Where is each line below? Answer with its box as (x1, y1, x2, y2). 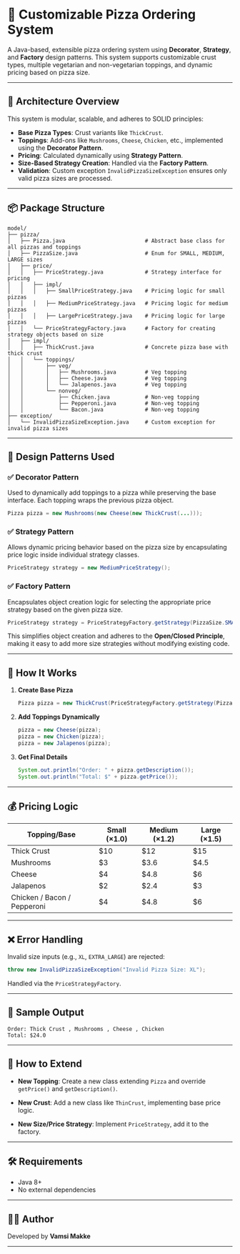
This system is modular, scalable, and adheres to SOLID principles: (7, 114, 204, 123)
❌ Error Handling (7, 933, 84, 945)
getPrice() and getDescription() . (17, 1084, 118, 1093)
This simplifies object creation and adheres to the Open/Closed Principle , (7, 632, 225, 640)
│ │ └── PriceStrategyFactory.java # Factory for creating (7, 324, 216, 332)
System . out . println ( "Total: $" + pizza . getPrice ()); (17, 773, 179, 780)
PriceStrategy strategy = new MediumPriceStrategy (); (7, 564, 171, 572)
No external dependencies (17, 1185, 96, 1194)
